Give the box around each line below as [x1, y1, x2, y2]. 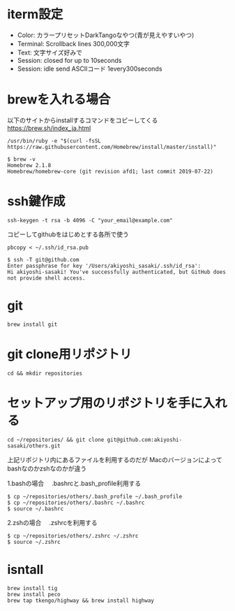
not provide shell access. [7, 274, 86, 282]
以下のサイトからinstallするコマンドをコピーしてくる [7, 116, 158, 124]
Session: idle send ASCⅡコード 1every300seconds [17, 64, 162, 73]
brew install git [7, 321, 58, 328]
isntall [7, 561, 44, 577]
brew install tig [7, 584, 58, 591]
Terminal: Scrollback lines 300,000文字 [17, 39, 130, 48]
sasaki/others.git [7, 442, 61, 450]
